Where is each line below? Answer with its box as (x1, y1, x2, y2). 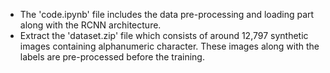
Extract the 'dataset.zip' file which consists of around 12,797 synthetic (19, 30, 309, 41)
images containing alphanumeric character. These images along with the (19, 40, 320, 52)
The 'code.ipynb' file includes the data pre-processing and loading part (19, 9, 315, 20)
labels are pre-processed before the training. (19, 51, 205, 63)
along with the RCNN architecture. (19, 19, 162, 31)
